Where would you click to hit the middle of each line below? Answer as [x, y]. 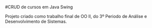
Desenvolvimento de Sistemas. [36, 21]
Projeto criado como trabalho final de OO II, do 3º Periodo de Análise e [76, 16]
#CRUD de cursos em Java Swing [39, 7]
